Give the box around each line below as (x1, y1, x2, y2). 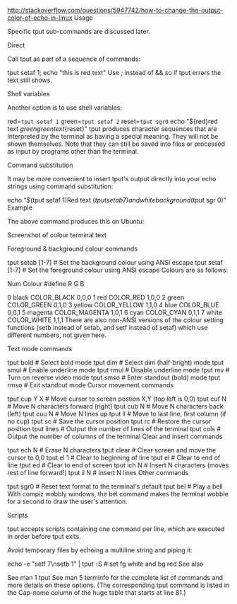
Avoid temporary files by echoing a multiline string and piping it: (7, 546, 193, 554)
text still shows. (7, 76, 53, 84)
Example (7, 203, 33, 212)
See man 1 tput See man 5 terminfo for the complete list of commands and (7, 574, 224, 581)
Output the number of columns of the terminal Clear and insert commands (7, 432, 223, 440)
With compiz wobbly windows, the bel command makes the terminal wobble (7, 490, 229, 498)
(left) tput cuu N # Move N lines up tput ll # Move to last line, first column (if (7, 410, 227, 418)
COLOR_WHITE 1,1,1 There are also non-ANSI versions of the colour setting (7, 316, 224, 324)
